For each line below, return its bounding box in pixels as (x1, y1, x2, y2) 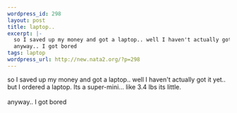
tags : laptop (7, 50, 46, 57)
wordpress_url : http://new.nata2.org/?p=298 (7, 56, 140, 63)
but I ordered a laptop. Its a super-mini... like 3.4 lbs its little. (7, 82, 181, 91)
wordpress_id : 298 (7, 10, 61, 18)
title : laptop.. (7, 23, 55, 30)
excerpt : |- (7, 29, 42, 37)
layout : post (7, 17, 46, 24)
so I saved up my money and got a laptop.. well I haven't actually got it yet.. (7, 75, 226, 84)
